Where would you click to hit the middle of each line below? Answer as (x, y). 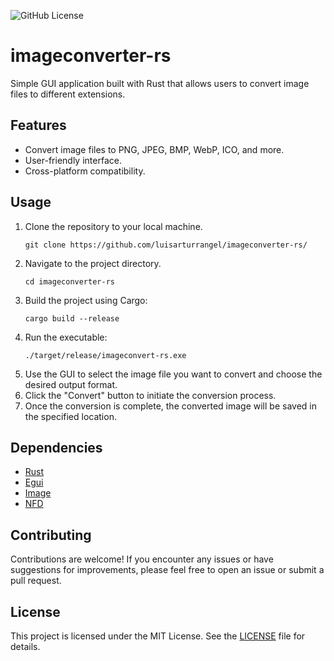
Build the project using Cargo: (86, 300)
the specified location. (70, 416)
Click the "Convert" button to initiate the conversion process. (150, 395)
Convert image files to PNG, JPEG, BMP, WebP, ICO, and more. (154, 149)
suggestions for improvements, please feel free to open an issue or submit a (167, 570)
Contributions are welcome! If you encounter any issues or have (142, 559)
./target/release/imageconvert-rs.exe (105, 355)
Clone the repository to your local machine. (113, 226)
